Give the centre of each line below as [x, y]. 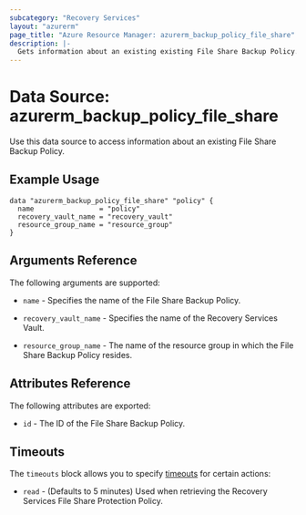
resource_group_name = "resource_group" [95, 224]
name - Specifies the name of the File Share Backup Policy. [132, 300]
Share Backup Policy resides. [77, 355]
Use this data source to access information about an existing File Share [143, 141]
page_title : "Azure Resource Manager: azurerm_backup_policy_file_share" [153, 35]
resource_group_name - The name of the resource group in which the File [158, 345]
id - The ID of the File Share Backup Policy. [104, 423]
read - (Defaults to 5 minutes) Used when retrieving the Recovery [145, 491]
